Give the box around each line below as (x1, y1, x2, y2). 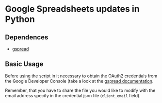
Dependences (5, 33, 49, 41)
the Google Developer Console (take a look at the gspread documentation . (5, 78, 154, 84)
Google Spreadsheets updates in (5, 3, 140, 15)
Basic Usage (5, 60, 44, 69)
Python (5, 14, 35, 25)
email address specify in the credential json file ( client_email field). (5, 92, 141, 98)
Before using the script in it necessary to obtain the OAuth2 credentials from (5, 73, 158, 79)
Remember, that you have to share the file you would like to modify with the (5, 87, 156, 93)
